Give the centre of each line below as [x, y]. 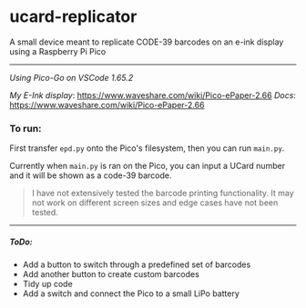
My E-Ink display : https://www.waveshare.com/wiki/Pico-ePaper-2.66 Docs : [153, 95]
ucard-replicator [73, 17]
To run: [26, 128]
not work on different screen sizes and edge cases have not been [155, 203]
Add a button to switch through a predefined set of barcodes [137, 264]
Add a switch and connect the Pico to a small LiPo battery [131, 293]
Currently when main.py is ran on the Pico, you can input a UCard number [147, 166]
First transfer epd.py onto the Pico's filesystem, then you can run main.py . [147, 148]
